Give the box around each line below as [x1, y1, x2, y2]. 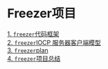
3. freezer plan [7, 46, 48, 55]
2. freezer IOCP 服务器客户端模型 [7, 38, 102, 46]
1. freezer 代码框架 [7, 30, 60, 38]
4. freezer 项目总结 [7, 54, 61, 62]
